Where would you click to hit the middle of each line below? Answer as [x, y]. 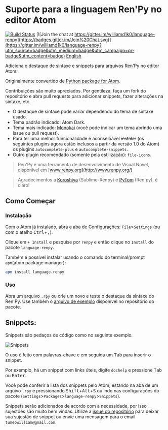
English [74, 56]
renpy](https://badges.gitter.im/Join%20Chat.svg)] [58, 40]
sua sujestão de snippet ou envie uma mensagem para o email [70, 417]
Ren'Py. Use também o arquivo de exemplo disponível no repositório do [80, 301]
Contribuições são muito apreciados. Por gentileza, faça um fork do [76, 90]
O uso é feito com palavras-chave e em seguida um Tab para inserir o [78, 355]
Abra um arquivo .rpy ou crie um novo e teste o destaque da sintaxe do [80, 296]
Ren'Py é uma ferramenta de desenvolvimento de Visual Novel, [83, 164]
